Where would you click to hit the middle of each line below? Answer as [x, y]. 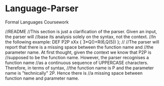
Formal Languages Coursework [37, 22]
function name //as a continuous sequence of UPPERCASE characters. [77, 63]
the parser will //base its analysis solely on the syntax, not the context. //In [81, 37]
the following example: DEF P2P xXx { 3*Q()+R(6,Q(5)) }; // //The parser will [82, 42]
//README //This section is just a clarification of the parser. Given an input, [81, 31]
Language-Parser [42, 9]
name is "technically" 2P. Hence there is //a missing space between [74, 73]
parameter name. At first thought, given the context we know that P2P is [78, 52]
